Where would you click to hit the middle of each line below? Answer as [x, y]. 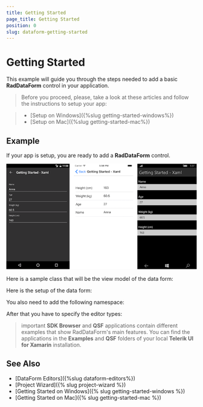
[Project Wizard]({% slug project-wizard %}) [70, 385]
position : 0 [21, 25]
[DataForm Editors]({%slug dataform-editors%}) [75, 378]
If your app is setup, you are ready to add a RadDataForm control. [89, 155]
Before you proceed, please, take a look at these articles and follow [105, 97]
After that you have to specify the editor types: [64, 314]
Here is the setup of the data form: [49, 290]
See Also [23, 364]
